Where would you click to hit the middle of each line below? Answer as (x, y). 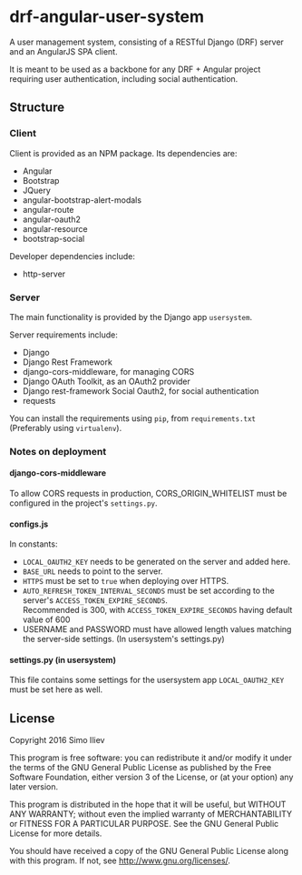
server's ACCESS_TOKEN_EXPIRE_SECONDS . (95, 600)
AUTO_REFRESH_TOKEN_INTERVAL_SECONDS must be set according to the (148, 591)
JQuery (37, 190)
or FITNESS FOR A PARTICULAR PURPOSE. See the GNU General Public (144, 824)
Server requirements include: (63, 335)
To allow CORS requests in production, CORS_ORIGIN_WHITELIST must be (148, 494)
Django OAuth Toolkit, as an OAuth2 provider (106, 381)
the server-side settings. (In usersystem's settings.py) (123, 639)
